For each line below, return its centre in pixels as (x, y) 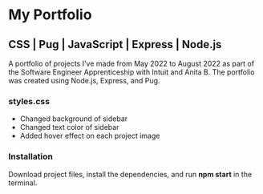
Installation (31, 156)
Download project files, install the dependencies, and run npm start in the (130, 174)
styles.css (29, 101)
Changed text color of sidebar (69, 127)
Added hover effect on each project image (90, 136)
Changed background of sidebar (74, 119)
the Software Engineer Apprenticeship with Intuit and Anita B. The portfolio (131, 72)
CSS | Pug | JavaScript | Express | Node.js (115, 44)
